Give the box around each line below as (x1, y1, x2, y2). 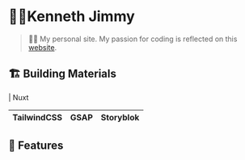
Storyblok (100, 112, 140, 123)
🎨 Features (8, 139, 64, 153)
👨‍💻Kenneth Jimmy (8, 7, 135, 26)
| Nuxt (8, 92, 29, 102)
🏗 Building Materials (8, 67, 117, 81)
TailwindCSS (12, 112, 63, 123)
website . (27, 42, 57, 52)
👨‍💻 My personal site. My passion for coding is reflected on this (27, 34, 238, 44)
